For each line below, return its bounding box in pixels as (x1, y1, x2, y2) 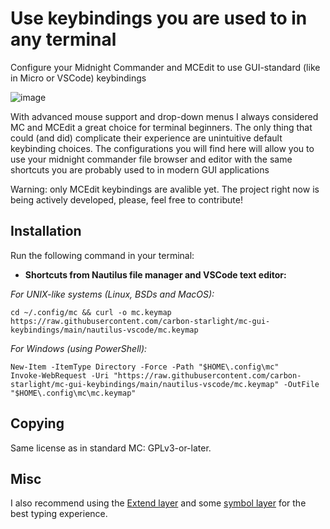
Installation (10, 223, 82, 240)
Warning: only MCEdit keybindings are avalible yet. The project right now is (10, 183, 320, 195)
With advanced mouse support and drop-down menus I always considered (10, 110, 319, 122)
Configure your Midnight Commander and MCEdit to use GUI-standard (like (10, 61, 321, 73)
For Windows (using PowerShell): (10, 342, 148, 354)
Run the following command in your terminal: (10, 249, 195, 261)
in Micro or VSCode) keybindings (10, 72, 147, 84)
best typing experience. (10, 508, 108, 520)
